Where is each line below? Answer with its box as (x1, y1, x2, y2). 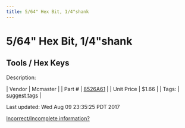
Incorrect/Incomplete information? (6, 114, 90, 122)
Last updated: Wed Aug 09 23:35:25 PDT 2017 (6, 103, 120, 110)
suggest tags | (6, 92, 42, 99)
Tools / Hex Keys (6, 58, 70, 68)
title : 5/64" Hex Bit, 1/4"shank (6, 8, 89, 15)
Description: (6, 74, 36, 81)
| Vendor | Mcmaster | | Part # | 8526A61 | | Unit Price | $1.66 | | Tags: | (6, 85, 180, 92)
